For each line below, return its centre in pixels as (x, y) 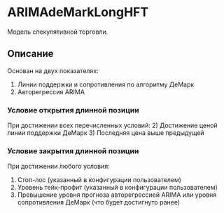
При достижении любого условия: (58, 167)
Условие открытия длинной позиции (73, 110)
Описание (30, 54)
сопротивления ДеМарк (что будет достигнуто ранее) (99, 202)
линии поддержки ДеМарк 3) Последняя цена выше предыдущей (106, 133)
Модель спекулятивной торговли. (58, 32)
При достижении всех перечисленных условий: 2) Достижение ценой (113, 125)
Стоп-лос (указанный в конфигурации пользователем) (99, 180)
